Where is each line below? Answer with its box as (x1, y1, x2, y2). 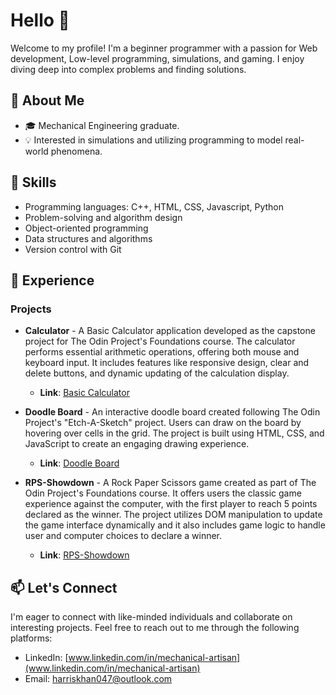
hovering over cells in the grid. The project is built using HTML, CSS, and (24, 427, 325, 439)
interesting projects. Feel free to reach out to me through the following (10, 622, 300, 634)
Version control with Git (24, 243, 122, 255)
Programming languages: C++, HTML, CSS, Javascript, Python (24, 200, 284, 213)
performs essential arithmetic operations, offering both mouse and (24, 346, 300, 358)
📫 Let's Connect (10, 579, 118, 596)
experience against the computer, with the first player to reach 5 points (24, 498, 318, 510)
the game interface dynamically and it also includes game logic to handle (24, 519, 326, 531)
